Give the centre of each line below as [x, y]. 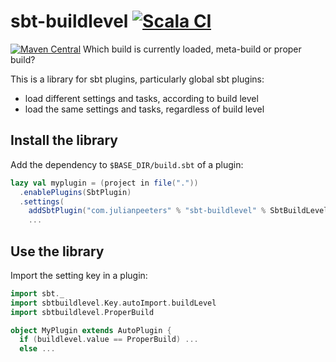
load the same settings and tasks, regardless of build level [144, 109]
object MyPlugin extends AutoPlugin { [91, 330]
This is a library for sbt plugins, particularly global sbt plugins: [137, 79]
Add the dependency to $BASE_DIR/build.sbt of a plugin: [127, 164]
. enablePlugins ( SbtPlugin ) [75, 192]
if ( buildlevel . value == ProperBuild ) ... [109, 340]
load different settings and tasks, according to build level [141, 98]
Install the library [64, 140]
